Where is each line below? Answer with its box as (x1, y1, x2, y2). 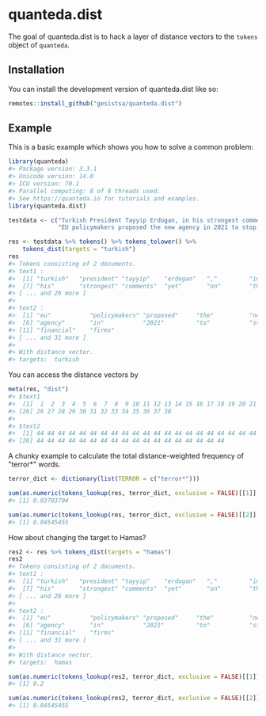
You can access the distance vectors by (8, 370, 139, 379)
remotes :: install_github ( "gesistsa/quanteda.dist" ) (8, 99, 182, 108)
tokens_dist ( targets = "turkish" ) (22, 246, 136, 253)
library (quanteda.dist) (8, 202, 87, 210)
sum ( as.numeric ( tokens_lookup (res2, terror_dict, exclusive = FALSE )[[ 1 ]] (8, 672, 260, 680)
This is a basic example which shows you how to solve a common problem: (8, 143, 253, 152)
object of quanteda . (8, 40, 70, 49)
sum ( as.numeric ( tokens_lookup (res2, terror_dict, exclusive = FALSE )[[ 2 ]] (8, 695, 260, 703)
